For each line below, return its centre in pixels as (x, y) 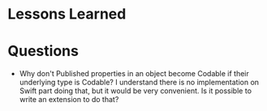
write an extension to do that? (69, 100)
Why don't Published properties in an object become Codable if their (134, 74)
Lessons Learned (67, 14)
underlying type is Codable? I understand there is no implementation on (139, 83)
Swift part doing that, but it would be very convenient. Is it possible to (136, 91)
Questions (43, 51)
